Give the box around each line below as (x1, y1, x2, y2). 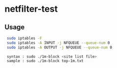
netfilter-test (4, 3, 58, 15)
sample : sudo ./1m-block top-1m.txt (6, 59, 84, 64)
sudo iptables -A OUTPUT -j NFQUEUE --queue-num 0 (6, 45, 112, 50)
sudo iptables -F (6, 36, 42, 41)
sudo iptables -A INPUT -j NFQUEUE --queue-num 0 (6, 40, 110, 45)
